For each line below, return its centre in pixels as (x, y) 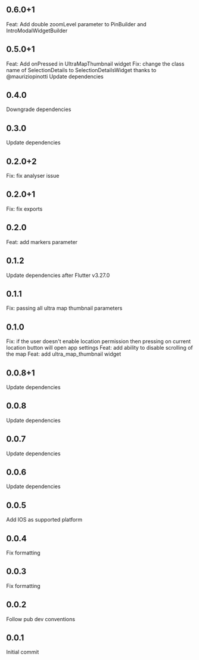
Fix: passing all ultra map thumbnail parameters (64, 308)
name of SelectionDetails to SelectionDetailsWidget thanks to (81, 70)
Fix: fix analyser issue (33, 176)
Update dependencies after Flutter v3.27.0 (58, 275)
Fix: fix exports (24, 209)
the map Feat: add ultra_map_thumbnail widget (64, 354)
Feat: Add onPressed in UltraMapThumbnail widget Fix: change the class (95, 64)
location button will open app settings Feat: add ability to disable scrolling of (100, 348)
